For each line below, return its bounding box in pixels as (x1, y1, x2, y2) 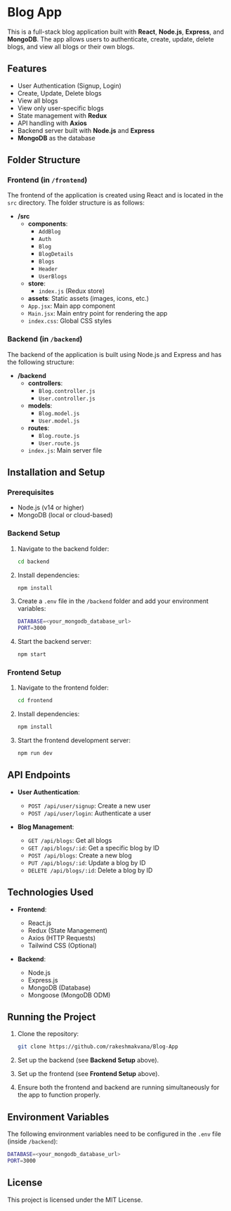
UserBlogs (38, 273, 67, 280)
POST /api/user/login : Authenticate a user (27, 809, 152, 817)
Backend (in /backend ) (7, 335, 83, 344)
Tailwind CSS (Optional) (27, 941, 97, 950)
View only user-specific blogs (17, 103, 104, 112)
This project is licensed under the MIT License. (7, 1196, 143, 1204)
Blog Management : (17, 822, 74, 831)
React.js (27, 919, 51, 927)
